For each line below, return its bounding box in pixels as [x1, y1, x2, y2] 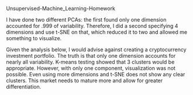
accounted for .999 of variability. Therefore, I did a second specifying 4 [6, 23, 178, 29]
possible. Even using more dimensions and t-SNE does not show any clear [6, 71, 185, 78]
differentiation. [6, 83, 42, 90]
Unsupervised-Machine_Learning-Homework [6, 5, 116, 12]
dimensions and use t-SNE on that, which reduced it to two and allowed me [6, 29, 188, 36]
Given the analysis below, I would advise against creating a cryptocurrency [6, 46, 187, 53]
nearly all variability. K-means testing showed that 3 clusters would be [6, 58, 175, 65]
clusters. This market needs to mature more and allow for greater [6, 77, 163, 84]
